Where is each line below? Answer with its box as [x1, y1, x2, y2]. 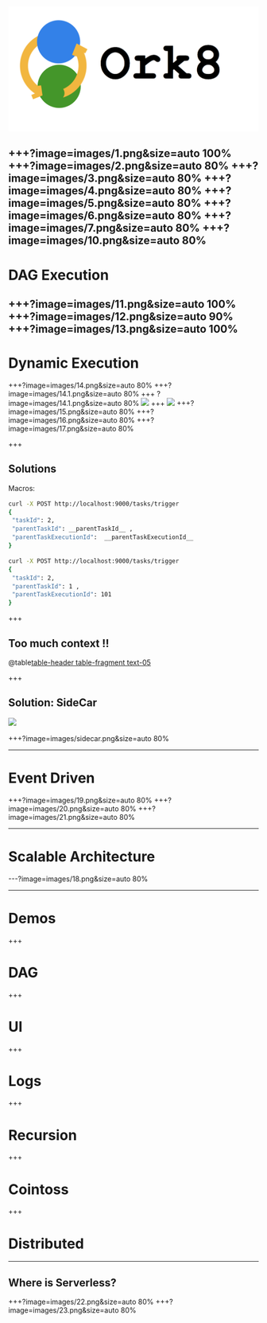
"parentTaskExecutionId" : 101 [11, 591, 112, 599]
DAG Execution [8, 266, 110, 284]
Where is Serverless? [8, 1276, 117, 1290]
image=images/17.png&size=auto [8, 423, 117, 433]
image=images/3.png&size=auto [8, 172, 176, 185]
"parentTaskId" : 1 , [11, 582, 80, 591]
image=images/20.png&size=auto [8, 803, 119, 814]
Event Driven [8, 769, 95, 787]
